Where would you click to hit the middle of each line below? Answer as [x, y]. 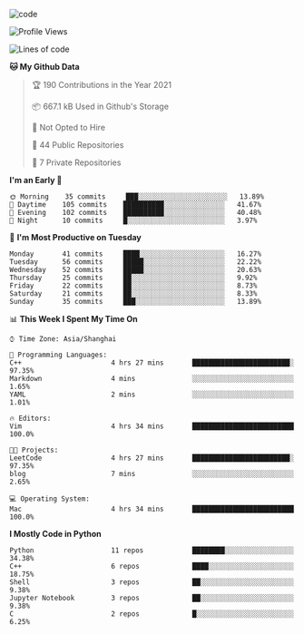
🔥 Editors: [30, 418]
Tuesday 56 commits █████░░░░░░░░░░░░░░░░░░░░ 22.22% [135, 262]
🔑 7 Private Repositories [76, 162]
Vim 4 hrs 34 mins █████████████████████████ [152, 426]
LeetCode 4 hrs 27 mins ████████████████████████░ [152, 458]
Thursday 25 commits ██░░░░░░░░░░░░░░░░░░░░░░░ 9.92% [133, 278]
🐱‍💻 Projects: [34, 450]
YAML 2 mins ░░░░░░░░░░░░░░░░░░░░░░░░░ [152, 395]
